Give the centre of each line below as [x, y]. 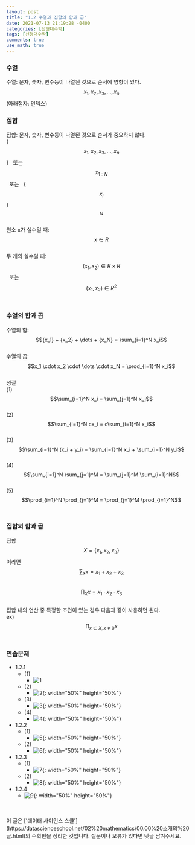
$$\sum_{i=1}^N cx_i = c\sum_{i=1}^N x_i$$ [101, 424]
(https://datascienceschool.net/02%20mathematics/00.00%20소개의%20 [98, 828]
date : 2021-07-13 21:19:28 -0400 [48, 23]
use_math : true [25, 46]
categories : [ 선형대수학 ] [36, 29]
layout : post [23, 12]
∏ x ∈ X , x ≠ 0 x [101, 627]
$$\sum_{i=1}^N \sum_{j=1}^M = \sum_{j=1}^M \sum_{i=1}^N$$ [101, 475]
